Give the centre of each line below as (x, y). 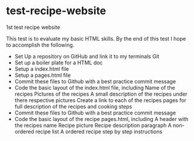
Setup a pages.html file (43, 75)
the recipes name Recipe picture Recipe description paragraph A (93, 125)
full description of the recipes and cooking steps (73, 106)
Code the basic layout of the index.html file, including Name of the (95, 87)
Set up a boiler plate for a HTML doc (58, 63)
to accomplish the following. (40, 45)
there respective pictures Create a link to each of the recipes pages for (101, 100)
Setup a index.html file (42, 68)
